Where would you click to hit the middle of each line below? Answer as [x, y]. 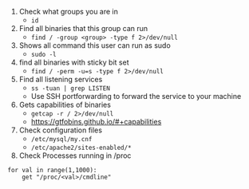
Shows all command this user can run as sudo [95, 45]
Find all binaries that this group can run [83, 28]
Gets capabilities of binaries [65, 104]
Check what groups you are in [69, 12]
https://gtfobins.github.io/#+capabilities [96, 122]
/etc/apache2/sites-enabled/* [81, 148]
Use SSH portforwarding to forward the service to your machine [136, 96]
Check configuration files [61, 130]
